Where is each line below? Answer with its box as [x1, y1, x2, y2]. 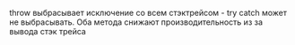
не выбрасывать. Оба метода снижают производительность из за [9, 17, 263, 27]
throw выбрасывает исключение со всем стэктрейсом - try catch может [9, 8, 288, 18]
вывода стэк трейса [9, 26, 87, 36]
